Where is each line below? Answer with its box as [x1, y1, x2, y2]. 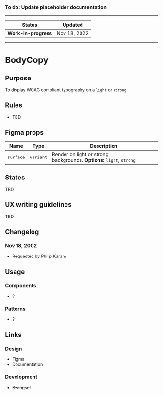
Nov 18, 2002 [5, 242, 37, 249]
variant [30, 154, 48, 160]
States [5, 174, 25, 182]
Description [90, 142, 118, 149]
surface [7, 154, 25, 160]
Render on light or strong [51, 151, 109, 158]
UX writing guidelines [5, 200, 72, 209]
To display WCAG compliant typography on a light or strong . [5, 87, 128, 93]
